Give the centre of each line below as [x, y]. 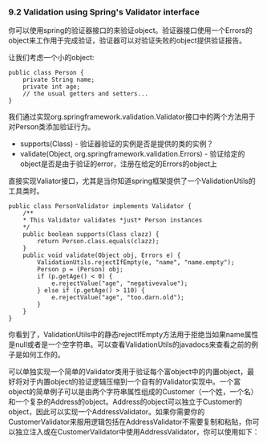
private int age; [52, 87]
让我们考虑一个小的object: [51, 58]
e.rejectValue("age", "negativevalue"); [119, 283]
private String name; [59, 80]
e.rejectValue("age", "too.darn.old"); [117, 298]
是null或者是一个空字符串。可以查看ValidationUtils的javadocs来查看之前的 [130, 344]
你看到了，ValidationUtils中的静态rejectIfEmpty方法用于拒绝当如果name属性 [133, 335]
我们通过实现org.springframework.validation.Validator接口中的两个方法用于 [132, 117]
